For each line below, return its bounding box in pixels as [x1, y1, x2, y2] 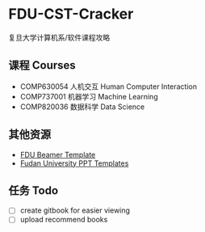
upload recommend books [19, 215, 108, 225]
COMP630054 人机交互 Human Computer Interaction [19, 82, 198, 91]
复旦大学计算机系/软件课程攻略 [8, 32, 111, 42]
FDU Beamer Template [19, 150, 96, 159]
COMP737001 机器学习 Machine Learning [19, 91, 159, 101]
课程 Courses [8, 58, 77, 73]
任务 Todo [8, 183, 59, 197]
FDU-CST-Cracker [8, 5, 134, 23]
